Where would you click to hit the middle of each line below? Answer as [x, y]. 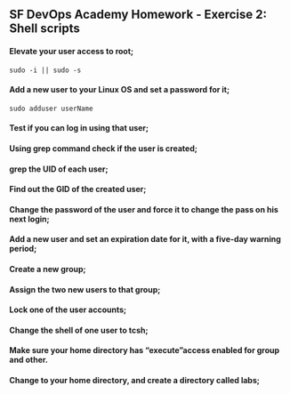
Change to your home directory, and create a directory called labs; [135, 380]
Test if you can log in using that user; [79, 128]
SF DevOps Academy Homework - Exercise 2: [138, 15]
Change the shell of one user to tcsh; [79, 330]
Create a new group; [48, 269]
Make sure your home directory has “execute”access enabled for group [145, 350]
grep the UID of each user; [59, 169]
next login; [30, 219]
